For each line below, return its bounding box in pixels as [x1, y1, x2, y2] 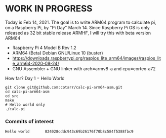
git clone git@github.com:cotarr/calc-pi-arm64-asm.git [5, 85, 123, 90]
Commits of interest [5, 118, 54, 125]
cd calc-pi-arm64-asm [5, 89, 50, 94]
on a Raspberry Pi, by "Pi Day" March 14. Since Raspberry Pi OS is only [5, 24, 150, 30]
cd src [5, 93, 19, 98]
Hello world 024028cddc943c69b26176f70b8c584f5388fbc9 [5, 129, 134, 134]
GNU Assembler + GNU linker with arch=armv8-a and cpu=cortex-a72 [12, 65, 156, 72]
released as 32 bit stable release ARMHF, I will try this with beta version [5, 30, 151, 36]
